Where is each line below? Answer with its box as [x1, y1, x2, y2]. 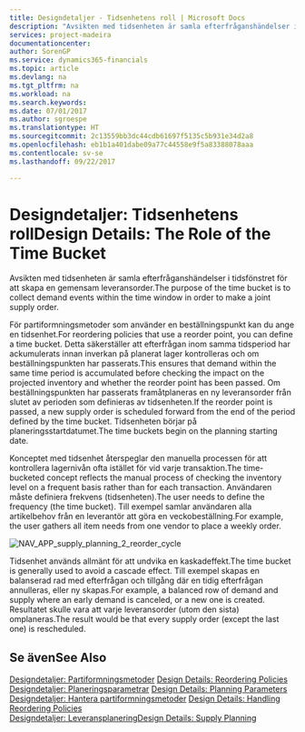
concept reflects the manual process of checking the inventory [46, 472, 282, 483]
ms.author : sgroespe [9, 115, 88, 124]
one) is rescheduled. [9, 624, 86, 635]
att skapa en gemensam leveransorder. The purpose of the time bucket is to [9, 283, 291, 294]
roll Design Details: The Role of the [9, 224, 271, 244]
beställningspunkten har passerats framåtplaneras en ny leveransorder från [9, 387, 292, 398]
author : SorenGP [9, 47, 71, 56]
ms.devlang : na [9, 73, 67, 82]
